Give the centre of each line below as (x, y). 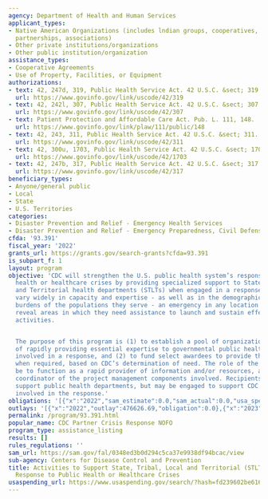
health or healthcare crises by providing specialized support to (128, 283)
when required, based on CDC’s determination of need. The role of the (137, 364)
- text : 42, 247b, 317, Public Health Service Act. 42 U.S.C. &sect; (126, 164)
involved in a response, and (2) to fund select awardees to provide (133, 356)
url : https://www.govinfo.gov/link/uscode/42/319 (99, 97)
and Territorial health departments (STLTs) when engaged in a (122, 291)
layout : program (35, 268)
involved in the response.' (62, 393)
